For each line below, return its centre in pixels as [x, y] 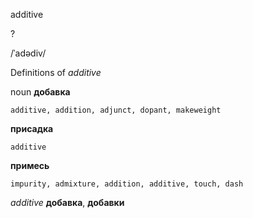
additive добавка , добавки [67, 202]
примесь [30, 165]
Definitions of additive [56, 72]
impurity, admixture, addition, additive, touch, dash [127, 184]
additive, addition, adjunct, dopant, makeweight [116, 110]
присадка [32, 128]
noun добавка [40, 92]
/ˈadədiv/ [28, 53]
